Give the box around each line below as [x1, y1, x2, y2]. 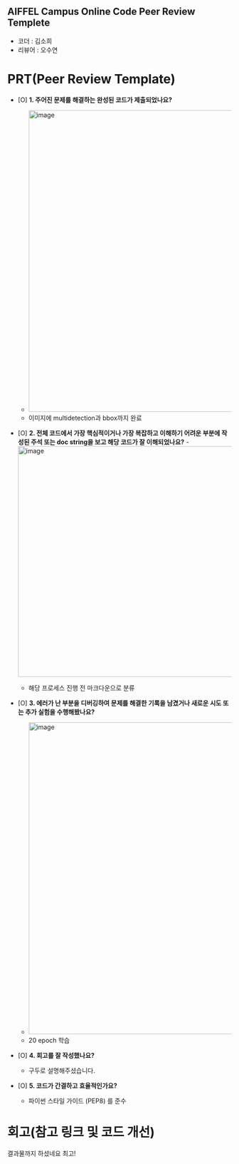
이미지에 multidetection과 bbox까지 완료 [28, 413, 142, 422]
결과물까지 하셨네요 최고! [7, 1149, 76, 1158]
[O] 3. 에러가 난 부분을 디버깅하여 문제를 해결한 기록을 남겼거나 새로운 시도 [17, 699, 222, 707]
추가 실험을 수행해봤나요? [24, 707, 95, 716]
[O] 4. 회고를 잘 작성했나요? [17, 1051, 95, 1059]
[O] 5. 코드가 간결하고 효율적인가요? [17, 1081, 117, 1090]
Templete [7, 17, 51, 29]
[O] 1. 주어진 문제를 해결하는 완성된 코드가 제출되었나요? [17, 96, 173, 104]
